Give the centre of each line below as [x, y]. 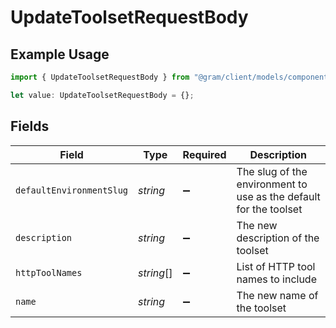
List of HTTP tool [276, 266]
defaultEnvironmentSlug [72, 190]
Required [204, 154]
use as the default [278, 196]
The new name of [277, 295]
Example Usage [60, 54]
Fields [30, 126]
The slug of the [272, 171]
